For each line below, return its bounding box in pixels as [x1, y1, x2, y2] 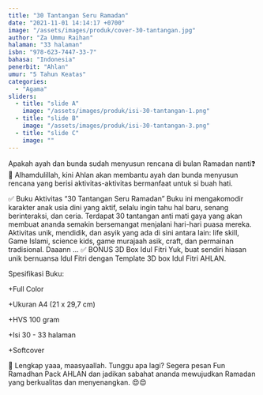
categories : [8, 77, 47, 85]
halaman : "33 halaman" [8, 41, 83, 49]
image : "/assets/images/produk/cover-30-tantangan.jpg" [8, 26, 196, 34]
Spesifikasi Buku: [8, 269, 65, 278]
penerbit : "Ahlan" [8, 63, 69, 71]
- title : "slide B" [15, 115, 80, 122]
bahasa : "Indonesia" [8, 56, 77, 64]
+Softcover [8, 345, 45, 355]
